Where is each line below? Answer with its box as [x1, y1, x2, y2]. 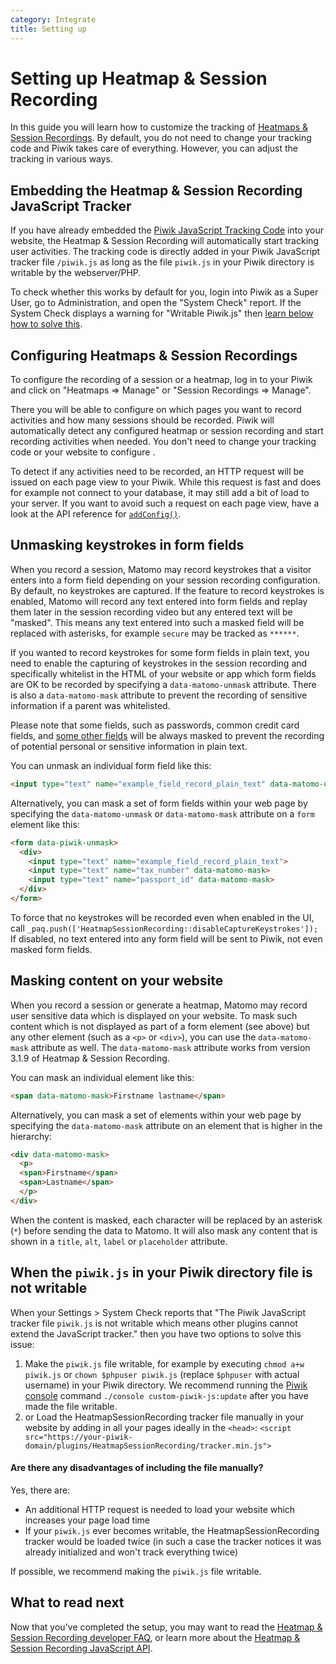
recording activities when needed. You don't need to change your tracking [10, 436, 317, 448]
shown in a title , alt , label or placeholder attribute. [10, 1235, 228, 1247]
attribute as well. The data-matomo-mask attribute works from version [30, 1041, 311, 1053]
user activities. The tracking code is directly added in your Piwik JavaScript [10, 246, 321, 258]
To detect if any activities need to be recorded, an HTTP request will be [10, 466, 305, 478]
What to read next [10, 1594, 125, 1611]
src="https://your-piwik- [24, 1432, 133, 1442]
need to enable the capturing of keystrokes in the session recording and [10, 657, 308, 669]
